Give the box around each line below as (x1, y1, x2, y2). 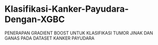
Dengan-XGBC (4, 14, 65, 25)
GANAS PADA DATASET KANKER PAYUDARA (4, 35, 95, 41)
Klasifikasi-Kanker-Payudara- (4, 3, 129, 15)
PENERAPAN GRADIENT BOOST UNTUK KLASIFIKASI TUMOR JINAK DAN (4, 30, 153, 36)
